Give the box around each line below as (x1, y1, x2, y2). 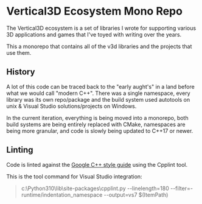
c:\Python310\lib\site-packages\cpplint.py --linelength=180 (21, 185, 169, 192)
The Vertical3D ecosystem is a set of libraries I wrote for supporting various (6, 24, 197, 32)
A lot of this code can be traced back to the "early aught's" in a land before (6, 83, 195, 90)
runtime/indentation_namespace (21, 191, 103, 199)
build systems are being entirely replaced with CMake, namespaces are (6, 121, 186, 128)
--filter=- (170, 185, 193, 192)
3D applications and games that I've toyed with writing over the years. (6, 30, 182, 38)
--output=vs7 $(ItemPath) (103, 191, 169, 199)
